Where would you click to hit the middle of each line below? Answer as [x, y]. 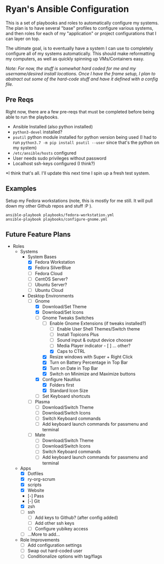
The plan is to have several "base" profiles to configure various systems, [80, 28]
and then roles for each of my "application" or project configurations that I [81, 33]
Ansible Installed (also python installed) [53, 126]
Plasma [42, 401]
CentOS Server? [51, 279]
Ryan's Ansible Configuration [67, 9]
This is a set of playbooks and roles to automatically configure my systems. [82, 23]
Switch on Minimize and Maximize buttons [93, 374]
